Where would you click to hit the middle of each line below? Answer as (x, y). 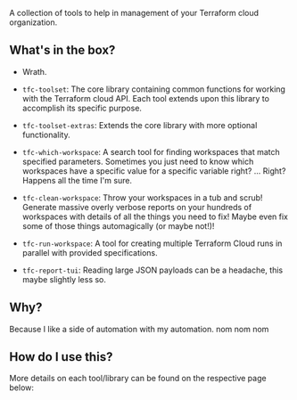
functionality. (46, 135)
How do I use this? (61, 357)
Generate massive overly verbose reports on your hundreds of (137, 207)
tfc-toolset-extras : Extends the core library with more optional (140, 125)
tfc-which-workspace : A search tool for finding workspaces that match (151, 151)
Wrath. (34, 71)
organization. (33, 22)
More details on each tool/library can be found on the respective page (138, 379)
